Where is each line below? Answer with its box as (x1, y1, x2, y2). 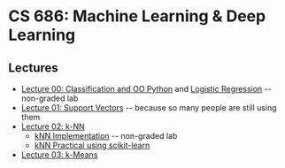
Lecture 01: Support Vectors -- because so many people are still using (20, 103, 277, 112)
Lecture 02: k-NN (20, 121, 85, 132)
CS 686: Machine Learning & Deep (8, 6, 266, 27)
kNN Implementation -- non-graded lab (34, 131, 178, 141)
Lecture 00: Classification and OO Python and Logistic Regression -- (20, 84, 272, 94)
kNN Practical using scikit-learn (34, 140, 150, 150)
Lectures (8, 60, 58, 75)
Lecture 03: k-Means (20, 149, 98, 160)
